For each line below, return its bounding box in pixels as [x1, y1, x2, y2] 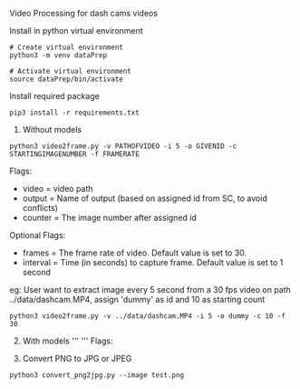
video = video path [22, 184, 93, 194]
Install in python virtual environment [9, 25, 143, 35]
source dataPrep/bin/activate [9, 75, 124, 84]
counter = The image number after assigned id [22, 213, 198, 223]
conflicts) [22, 203, 59, 213]
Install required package [9, 91, 100, 101]
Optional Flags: [9, 230, 66, 240]
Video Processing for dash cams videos [9, 8, 159, 18]
